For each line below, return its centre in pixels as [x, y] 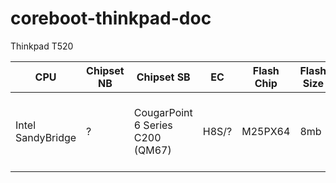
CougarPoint [163, 112]
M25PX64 [266, 131]
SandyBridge [46, 137]
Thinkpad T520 [42, 46]
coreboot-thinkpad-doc [111, 18]
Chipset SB [163, 77]
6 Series [153, 125]
